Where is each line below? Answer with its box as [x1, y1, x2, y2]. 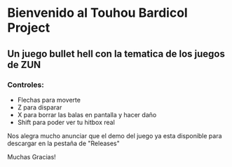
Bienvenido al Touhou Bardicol [7, 5, 188, 21]
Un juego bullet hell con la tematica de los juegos [7, 48, 226, 60]
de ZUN [7, 58, 41, 71]
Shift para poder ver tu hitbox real [17, 118, 116, 126]
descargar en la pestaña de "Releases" [7, 139, 121, 147]
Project [7, 20, 50, 36]
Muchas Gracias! [7, 152, 56, 161]
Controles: [7, 79, 44, 89]
